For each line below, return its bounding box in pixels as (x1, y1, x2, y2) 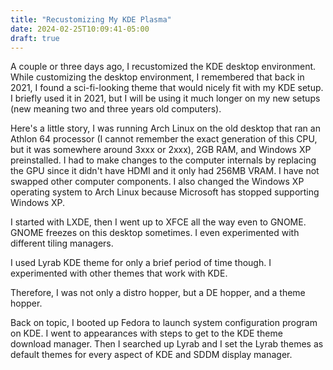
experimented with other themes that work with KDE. (10, 267, 228, 280)
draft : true (10, 33, 60, 43)
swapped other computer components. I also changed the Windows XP (10, 176, 305, 188)
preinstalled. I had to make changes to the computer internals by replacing (10, 154, 317, 166)
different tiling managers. (10, 237, 114, 250)
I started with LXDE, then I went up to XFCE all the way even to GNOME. (10, 216, 307, 228)
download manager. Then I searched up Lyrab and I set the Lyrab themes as (10, 338, 324, 350)
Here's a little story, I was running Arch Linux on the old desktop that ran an (10, 122, 321, 135)
